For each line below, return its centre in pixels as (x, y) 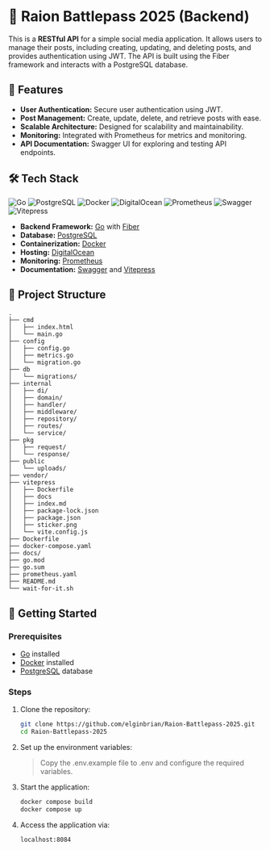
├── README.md (32, 582)
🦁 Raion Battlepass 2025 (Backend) (129, 17)
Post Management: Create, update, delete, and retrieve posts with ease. (141, 118)
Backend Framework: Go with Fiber (79, 226)
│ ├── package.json (45, 518)
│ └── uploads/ (37, 469)
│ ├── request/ (37, 447)
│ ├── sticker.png (43, 525)
